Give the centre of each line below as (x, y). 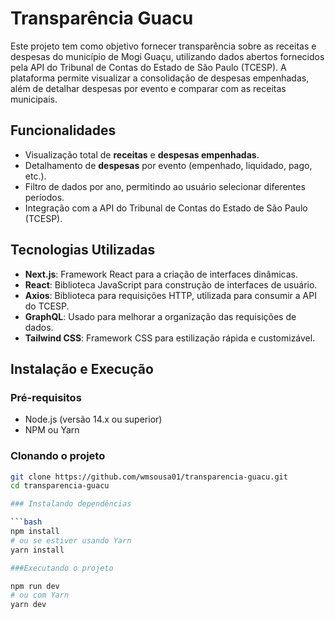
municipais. (34, 99)
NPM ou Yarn (52, 430)
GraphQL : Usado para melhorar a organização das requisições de (160, 316)
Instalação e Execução (82, 368)
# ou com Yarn (40, 595)
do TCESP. (47, 306)
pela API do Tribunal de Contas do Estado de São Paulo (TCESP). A (148, 67)
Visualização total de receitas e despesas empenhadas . (142, 154)
